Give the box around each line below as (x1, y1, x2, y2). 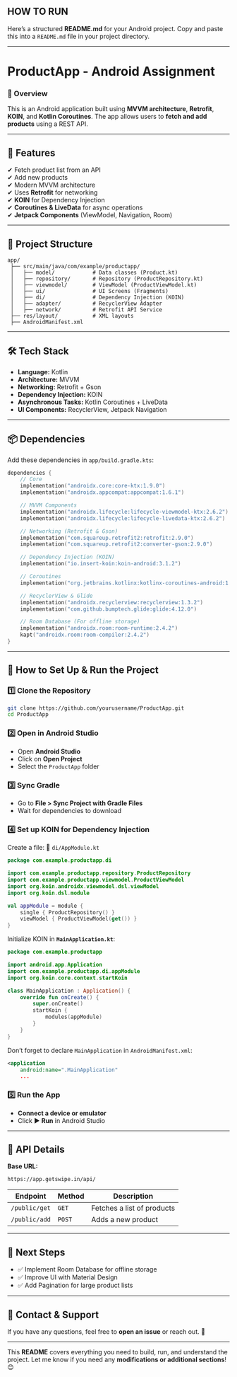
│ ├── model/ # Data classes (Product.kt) (10, 269, 178, 276)
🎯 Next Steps (7, 1246, 66, 1258)
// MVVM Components (20, 502, 78, 509)
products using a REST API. (7, 120, 88, 128)
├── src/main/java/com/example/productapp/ (10, 263, 140, 270)
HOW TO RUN (7, 6, 68, 18)
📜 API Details (7, 1143, 65, 1156)
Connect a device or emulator (17, 1109, 107, 1117)
